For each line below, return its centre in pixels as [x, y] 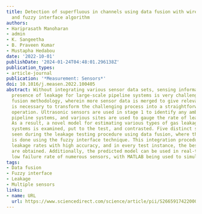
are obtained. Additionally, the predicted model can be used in [95, 151]
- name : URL [21, 195]
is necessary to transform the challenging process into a [87, 106]
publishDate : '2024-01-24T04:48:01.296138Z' [63, 62]
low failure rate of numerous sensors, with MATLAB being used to [96, 156]
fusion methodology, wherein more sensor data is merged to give [95, 101]
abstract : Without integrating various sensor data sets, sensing [91, 90]
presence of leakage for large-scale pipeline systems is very [92, 95]
